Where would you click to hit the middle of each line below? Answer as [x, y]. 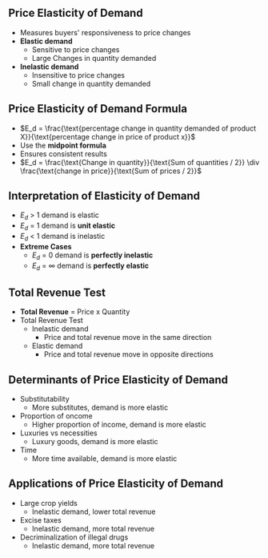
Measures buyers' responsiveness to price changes [105, 32]
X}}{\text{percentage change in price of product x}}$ [108, 136]
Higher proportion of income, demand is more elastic [119, 425]
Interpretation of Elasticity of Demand [104, 196]
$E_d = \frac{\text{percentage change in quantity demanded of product [138, 128]
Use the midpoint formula [63, 145]
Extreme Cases [46, 246]
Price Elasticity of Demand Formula [98, 109]
